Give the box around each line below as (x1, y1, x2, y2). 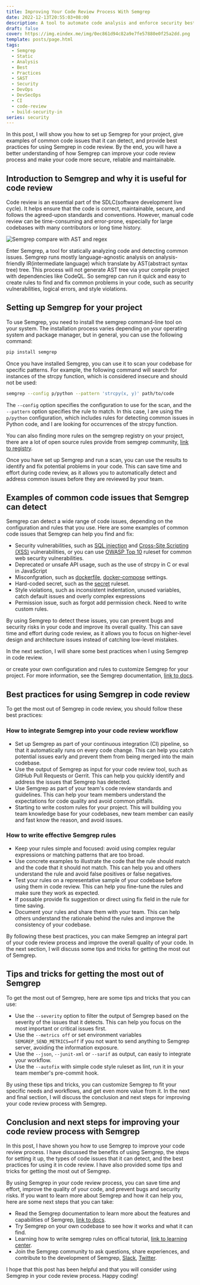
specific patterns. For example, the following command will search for (6, 366, 177, 374)
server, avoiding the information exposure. (14, 1044, 119, 1051)
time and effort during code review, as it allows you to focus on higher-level (6, 630, 192, 637)
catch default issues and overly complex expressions (14, 593, 146, 600)
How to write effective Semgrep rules (6, 831, 116, 840)
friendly (6, 260, 26, 267)
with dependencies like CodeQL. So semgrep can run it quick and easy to (6, 273, 186, 280)
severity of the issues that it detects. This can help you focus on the (14, 1018, 182, 1026)
